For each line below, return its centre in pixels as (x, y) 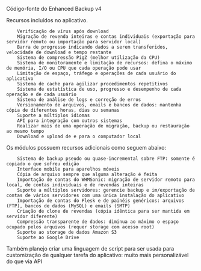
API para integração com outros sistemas (70, 121)
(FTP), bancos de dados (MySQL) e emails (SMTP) (68, 206)
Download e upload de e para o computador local (79, 136)
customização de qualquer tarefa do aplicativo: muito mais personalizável (97, 255)
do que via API (24, 261)
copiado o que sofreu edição (43, 164)
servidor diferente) (32, 216)
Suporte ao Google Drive (48, 237)
